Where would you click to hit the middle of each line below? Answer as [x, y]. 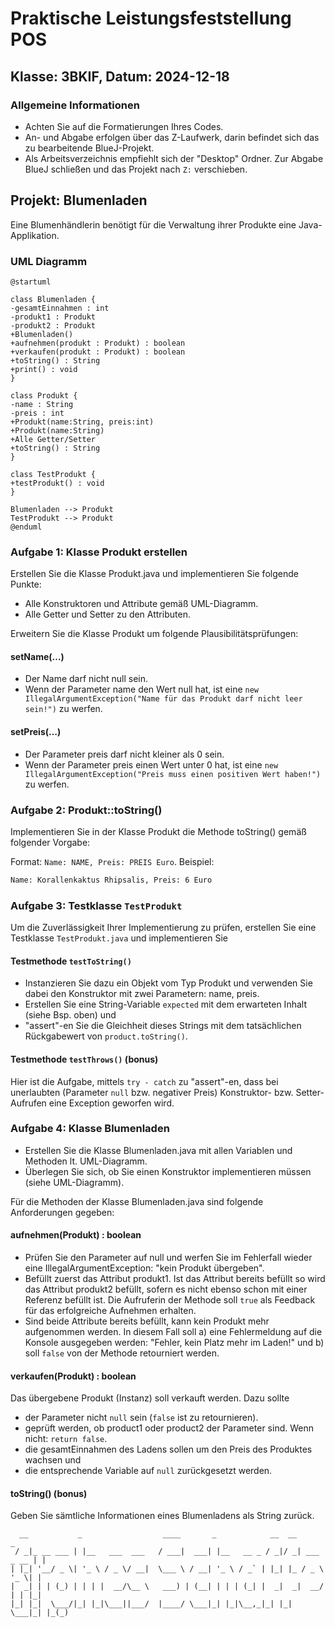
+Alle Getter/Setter [53, 439]
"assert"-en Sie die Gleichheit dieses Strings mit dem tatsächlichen [163, 1026]
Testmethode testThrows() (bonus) [84, 1059]
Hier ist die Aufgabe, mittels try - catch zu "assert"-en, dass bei [144, 1081]
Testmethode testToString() [71, 961]
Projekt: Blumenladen [79, 200]
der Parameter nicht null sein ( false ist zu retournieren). [141, 1418]
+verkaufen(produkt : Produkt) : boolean [98, 352]
